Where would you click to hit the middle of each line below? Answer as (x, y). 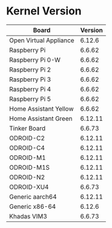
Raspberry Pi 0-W (35, 60)
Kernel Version (44, 11)
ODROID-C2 (27, 138)
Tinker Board (28, 128)
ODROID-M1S (29, 167)
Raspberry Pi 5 (30, 99)
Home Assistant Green (41, 119)
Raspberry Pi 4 (30, 89)
